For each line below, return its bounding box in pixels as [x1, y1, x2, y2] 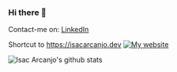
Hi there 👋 [8, 7, 47, 18]
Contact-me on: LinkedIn [8, 25, 89, 34]
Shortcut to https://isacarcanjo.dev [8, 40, 122, 49]
